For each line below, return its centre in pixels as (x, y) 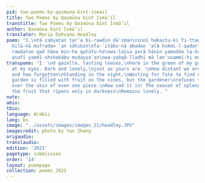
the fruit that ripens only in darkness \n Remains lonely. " (90, 91)
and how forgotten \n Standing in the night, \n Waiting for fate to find (103, 74)
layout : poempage (28, 165)
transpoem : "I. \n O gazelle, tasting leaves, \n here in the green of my (99, 63)
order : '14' (21, 159)
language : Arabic (28, 114)
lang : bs (17, 120)
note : (13, 97)
